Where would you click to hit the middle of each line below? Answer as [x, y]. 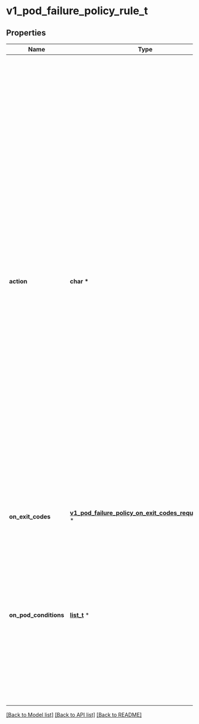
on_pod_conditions [37, 615]
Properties [26, 33]
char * [79, 281]
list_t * [80, 615]
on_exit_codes [30, 517]
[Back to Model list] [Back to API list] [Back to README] [74, 715]
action [18, 281]
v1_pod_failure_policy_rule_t [77, 11]
